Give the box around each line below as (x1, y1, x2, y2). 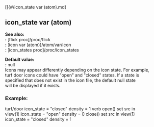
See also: (5, 31, 25, 37)
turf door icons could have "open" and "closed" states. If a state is (5, 72, 139, 78)
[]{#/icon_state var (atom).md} (5, 4, 67, 10)
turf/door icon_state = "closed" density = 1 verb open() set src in (5, 106, 136, 112)
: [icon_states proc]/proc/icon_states (5, 47, 79, 53)
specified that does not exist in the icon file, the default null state (5, 77, 136, 83)
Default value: (5, 56, 34, 62)
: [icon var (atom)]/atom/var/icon (5, 42, 71, 48)
